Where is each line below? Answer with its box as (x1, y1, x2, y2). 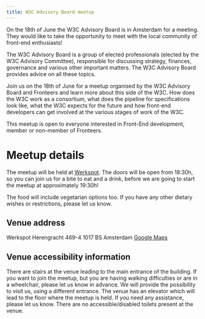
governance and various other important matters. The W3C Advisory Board (6, 64, 196, 71)
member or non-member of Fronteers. (6, 126, 103, 134)
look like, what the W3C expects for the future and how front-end (6, 102, 171, 109)
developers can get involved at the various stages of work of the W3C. (6, 108, 185, 115)
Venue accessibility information (6, 252, 131, 262)
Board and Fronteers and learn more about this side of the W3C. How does (6, 88, 195, 96)
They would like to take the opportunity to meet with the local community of (6, 32, 198, 40)
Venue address (6, 217, 65, 228)
